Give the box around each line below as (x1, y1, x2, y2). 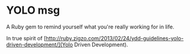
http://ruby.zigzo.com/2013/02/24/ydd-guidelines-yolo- (46, 34, 184, 42)
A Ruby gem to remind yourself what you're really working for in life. (6, 23, 175, 30)
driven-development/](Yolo (6, 41, 73, 48)
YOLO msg (6, 4, 61, 17)
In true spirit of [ (6, 34, 46, 42)
